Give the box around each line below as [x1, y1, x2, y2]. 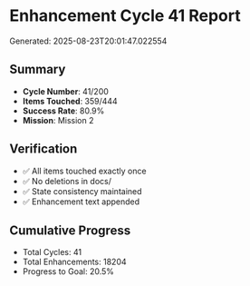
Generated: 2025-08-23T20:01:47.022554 [9, 35, 168, 46]
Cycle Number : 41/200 [22, 85, 109, 96]
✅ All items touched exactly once [22, 165, 147, 176]
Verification [9, 142, 78, 157]
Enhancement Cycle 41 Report [9, 5, 242, 26]
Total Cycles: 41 [22, 247, 82, 258]
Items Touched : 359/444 [22, 95, 118, 106]
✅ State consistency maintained [22, 185, 142, 196]
